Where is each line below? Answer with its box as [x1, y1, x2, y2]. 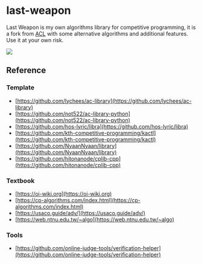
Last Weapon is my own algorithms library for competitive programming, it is [6, 24, 196, 31]
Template [6, 83, 35, 92]
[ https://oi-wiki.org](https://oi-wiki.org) [14, 190, 112, 197]
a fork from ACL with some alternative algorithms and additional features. [6, 30, 189, 37]
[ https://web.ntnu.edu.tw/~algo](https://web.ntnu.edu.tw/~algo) [14, 216, 175, 223]
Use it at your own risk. [6, 36, 64, 43]
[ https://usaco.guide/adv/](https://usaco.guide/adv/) [14, 209, 146, 216]
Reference [6, 65, 46, 76]
